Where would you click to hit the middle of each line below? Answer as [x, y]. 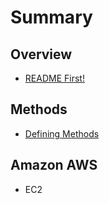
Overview [41, 54]
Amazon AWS [54, 165]
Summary [51, 17]
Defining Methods [62, 133]
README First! [54, 78]
